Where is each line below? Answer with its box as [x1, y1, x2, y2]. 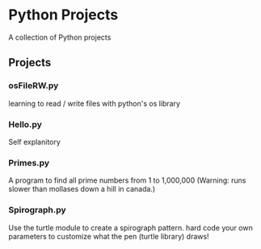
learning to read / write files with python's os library [8, 99, 180, 108]
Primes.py [8, 157, 50, 168]
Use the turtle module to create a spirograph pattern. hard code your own [8, 222, 253, 232]
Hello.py [8, 119, 43, 130]
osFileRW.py [8, 80, 59, 91]
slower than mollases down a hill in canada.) [8, 184, 156, 194]
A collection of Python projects [8, 32, 112, 42]
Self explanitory [8, 137, 61, 146]
